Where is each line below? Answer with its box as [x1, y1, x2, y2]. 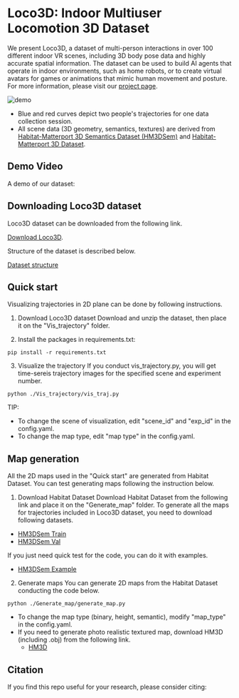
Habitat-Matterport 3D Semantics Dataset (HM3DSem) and [17, 132, 191, 141]
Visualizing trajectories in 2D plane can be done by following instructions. [7, 300, 223, 308]
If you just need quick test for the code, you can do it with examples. [7, 551, 208, 560]
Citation [7, 664, 44, 676]
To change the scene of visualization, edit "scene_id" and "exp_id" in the [17, 417, 231, 425]
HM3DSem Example [17, 565, 77, 574]
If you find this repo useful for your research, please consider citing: [7, 683, 207, 691]
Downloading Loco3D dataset [7, 200, 142, 212]
